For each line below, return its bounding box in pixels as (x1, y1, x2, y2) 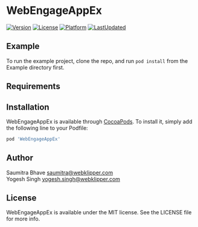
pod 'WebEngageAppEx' (6, 136, 61, 142)
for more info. (6, 215, 40, 223)
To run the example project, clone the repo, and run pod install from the (6, 57, 188, 64)
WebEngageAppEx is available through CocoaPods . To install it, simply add (6, 117, 193, 125)
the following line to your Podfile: (6, 124, 89, 131)
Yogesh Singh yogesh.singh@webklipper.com (6, 175, 121, 182)
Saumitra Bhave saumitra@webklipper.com (6, 169, 113, 176)
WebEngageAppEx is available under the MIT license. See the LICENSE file (6, 209, 192, 216)
